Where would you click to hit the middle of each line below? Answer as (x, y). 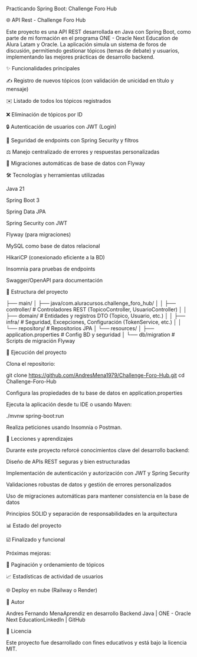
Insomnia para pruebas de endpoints (51, 269)
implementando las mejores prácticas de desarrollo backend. (81, 57)
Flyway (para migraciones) (39, 235)
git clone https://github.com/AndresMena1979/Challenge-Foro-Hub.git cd (95, 375)
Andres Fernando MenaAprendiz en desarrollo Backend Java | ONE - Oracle (98, 613)
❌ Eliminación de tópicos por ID (44, 114)
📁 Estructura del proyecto (37, 292)
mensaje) (17, 89)
